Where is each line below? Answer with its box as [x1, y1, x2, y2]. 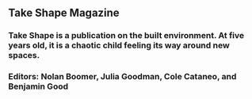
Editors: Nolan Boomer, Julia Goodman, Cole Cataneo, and [8, 71, 237, 82]
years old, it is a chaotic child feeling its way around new [8, 40, 230, 51]
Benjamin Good [8, 81, 69, 92]
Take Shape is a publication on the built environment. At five [8, 30, 245, 41]
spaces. [8, 50, 40, 61]
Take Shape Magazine [8, 6, 120, 20]
